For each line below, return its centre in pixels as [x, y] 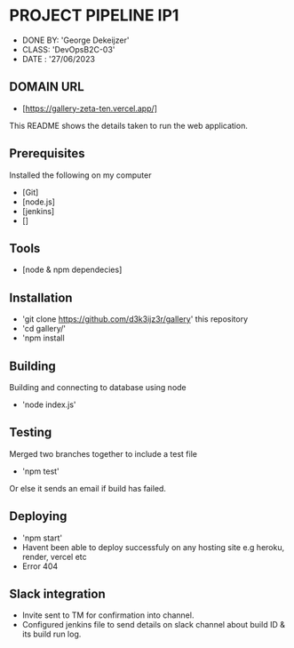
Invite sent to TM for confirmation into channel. [108, 615]
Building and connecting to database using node [98, 387]
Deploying [38, 516]
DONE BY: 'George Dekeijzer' [75, 40]
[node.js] [39, 202]
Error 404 [40, 566]
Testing [31, 432]
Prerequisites [47, 153]
